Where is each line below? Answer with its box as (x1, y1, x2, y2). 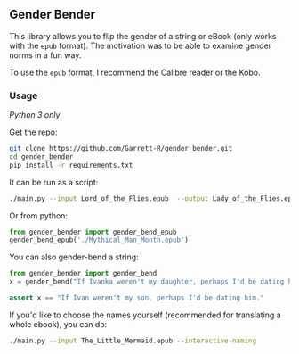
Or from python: (9, 210, 69, 221)
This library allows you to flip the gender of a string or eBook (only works (9, 30, 278, 41)
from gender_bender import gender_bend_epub (9, 227, 177, 236)
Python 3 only (9, 110, 61, 120)
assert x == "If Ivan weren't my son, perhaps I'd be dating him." (9, 293, 265, 302)
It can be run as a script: (9, 177, 99, 187)
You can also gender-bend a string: (9, 251, 140, 262)
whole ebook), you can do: (9, 318, 108, 329)
